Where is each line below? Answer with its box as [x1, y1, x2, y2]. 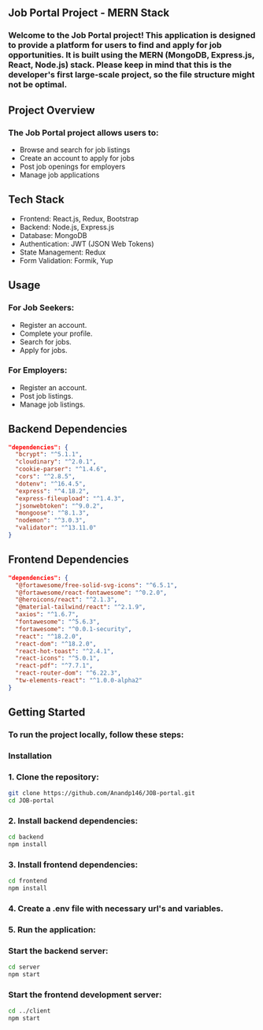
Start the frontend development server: [8, 989, 162, 1000]
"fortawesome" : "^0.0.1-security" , [15, 625, 132, 633]
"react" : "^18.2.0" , [15, 632, 83, 641]
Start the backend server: [8, 945, 109, 956]
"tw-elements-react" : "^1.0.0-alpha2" [15, 677, 143, 685]
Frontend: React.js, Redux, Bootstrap [19, 214, 139, 223]
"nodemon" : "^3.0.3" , [15, 516, 87, 525]
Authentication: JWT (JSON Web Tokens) [19, 239, 155, 248]
